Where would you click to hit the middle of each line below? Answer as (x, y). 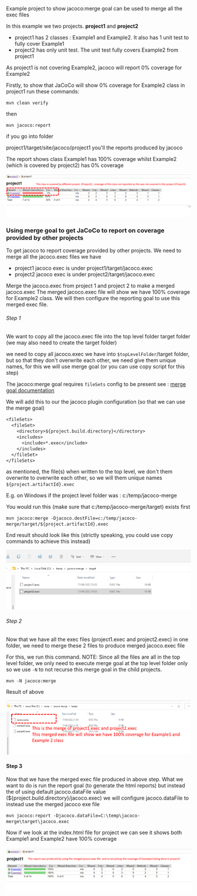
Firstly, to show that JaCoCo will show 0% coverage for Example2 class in (96, 85)
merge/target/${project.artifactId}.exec (57, 524)
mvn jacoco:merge (27, 518)
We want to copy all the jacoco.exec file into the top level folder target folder (98, 336)
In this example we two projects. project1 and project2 (72, 26)
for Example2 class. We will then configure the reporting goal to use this (93, 298)
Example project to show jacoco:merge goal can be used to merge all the (94, 9)
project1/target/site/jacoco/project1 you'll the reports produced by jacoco (94, 147)
